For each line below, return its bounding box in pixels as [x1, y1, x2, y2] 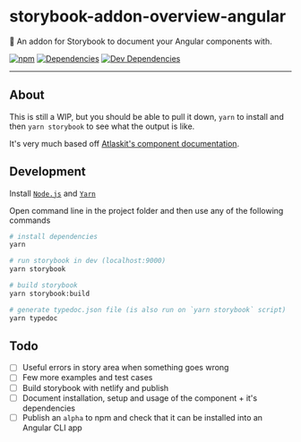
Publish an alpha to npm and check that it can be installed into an [21, 412, 262, 422]
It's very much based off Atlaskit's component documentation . [9, 138, 240, 149]
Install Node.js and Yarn [9, 188, 97, 199]
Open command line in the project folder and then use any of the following [9, 205, 284, 216]
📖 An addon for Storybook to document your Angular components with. [9, 36, 273, 47]
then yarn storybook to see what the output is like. [9, 121, 195, 132]
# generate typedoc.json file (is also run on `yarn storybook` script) [9, 305, 287, 314]
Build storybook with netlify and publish [21, 382, 169, 393]
